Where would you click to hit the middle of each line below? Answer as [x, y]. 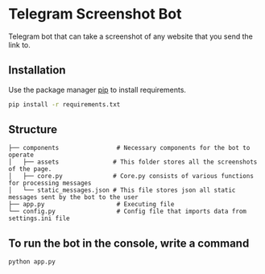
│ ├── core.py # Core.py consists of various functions [131, 176]
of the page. [30, 169]
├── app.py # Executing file [91, 205]
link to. [19, 44]
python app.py [32, 262]
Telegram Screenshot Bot [95, 14]
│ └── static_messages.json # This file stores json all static [122, 190]
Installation [37, 71]
